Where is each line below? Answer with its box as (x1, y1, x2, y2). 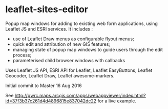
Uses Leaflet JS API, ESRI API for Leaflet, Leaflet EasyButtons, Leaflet (5, 67, 153, 73)
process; (12, 52, 32, 58)
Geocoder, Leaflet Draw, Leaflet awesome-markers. (5, 72, 115, 78)
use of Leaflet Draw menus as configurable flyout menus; (12, 36, 134, 42)
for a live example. (97, 98, 137, 104)
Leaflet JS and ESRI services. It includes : (5, 25, 93, 32)
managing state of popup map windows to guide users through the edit (12, 46, 163, 52)
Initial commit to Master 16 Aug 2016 (5, 83, 82, 89)
